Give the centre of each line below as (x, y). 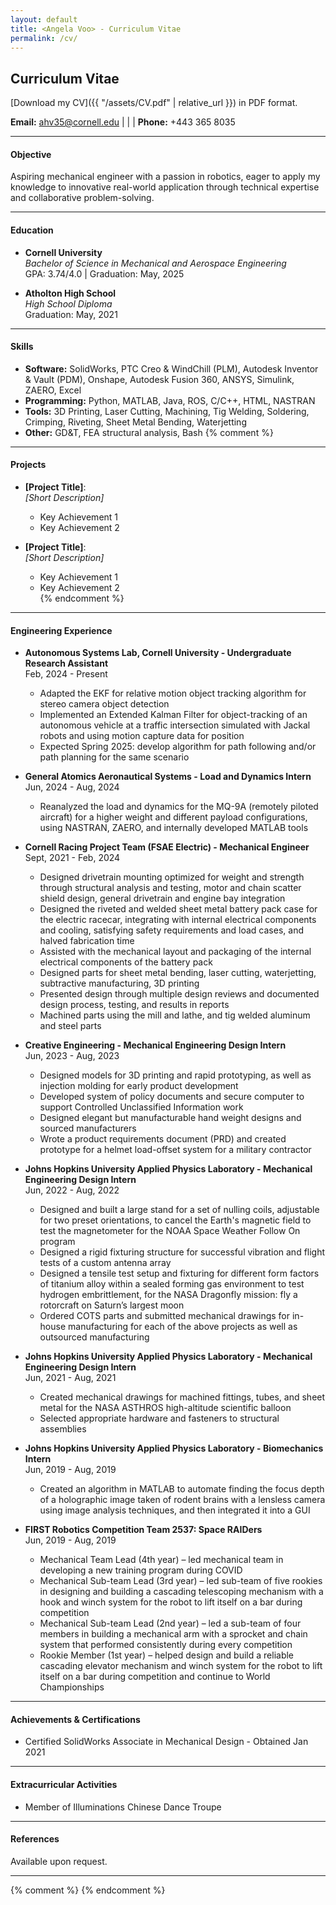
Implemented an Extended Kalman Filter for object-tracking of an (173, 715)
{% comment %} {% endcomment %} (88, 1890)
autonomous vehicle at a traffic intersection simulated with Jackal (175, 725)
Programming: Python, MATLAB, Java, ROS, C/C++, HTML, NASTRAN (170, 400)
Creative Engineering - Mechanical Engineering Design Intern (155, 1045)
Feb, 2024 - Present (66, 674)
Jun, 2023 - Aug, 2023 (72, 1056)
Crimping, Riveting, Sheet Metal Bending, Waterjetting (135, 422)
